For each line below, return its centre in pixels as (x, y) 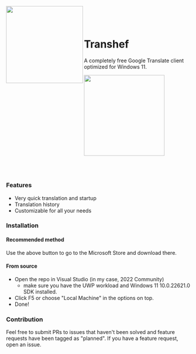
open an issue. (24, 345)
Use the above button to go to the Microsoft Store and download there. (92, 252)
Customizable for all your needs (53, 210)
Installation (23, 225)
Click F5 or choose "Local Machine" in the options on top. (84, 298)
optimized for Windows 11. (116, 66)
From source (22, 266)
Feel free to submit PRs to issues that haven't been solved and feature (91, 332)
